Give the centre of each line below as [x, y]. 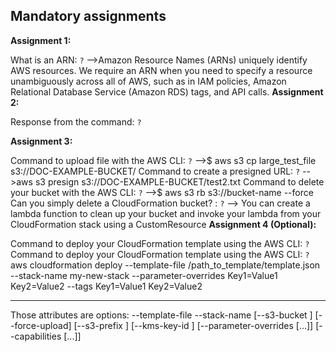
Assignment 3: [41, 141]
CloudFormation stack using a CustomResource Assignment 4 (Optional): [163, 224]
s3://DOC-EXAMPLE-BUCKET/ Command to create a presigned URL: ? [155, 171]
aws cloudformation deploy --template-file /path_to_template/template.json [165, 265]
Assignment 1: [41, 40]
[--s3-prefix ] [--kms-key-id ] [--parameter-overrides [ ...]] [193, 325]
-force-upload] [41, 325]
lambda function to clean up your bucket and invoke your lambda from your [166, 213]
